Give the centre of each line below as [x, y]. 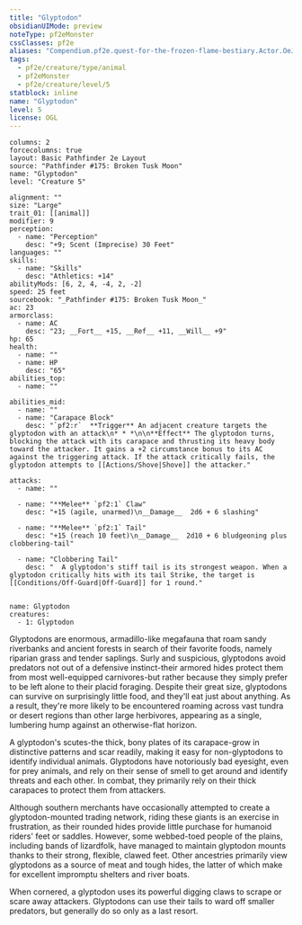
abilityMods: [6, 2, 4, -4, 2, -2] [76, 284]
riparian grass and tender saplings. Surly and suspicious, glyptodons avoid [147, 658]
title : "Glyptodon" [46, 18]
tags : [19, 59]
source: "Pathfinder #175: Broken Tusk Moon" [96, 166]
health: [24, 347]
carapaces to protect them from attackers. [88, 790]
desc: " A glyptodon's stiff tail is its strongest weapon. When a [156, 567]
